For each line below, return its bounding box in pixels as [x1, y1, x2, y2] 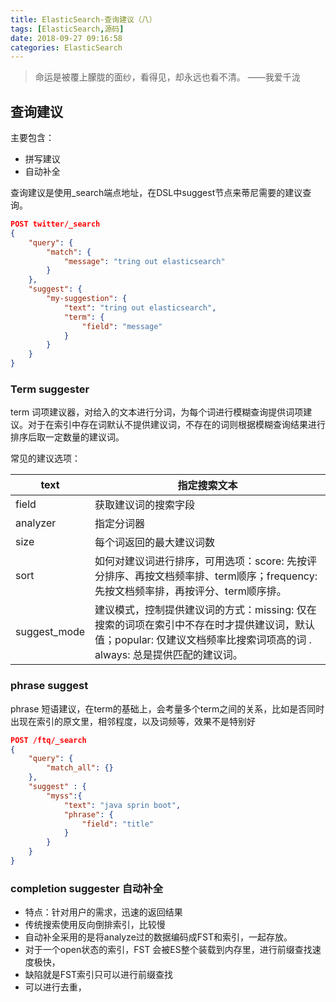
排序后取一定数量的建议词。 [10, 431, 125, 443]
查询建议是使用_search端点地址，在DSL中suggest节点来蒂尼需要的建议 [10, 187, 303, 199]
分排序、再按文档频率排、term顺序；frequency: [94, 569, 318, 583]
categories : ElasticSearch [10, 42, 123, 53]
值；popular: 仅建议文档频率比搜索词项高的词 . [94, 633, 312, 647]
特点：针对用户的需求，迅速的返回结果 [24, 906, 183, 918]
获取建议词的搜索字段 [94, 498, 196, 512]
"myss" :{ [46, 791, 83, 801]
